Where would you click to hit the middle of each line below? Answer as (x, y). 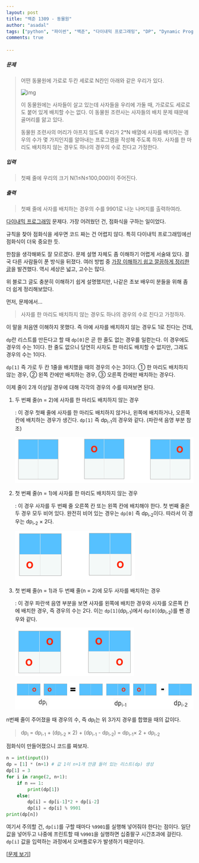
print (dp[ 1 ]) (44, 789)
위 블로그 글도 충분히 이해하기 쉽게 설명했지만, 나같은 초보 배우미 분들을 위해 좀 (97, 281)
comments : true (25, 38)
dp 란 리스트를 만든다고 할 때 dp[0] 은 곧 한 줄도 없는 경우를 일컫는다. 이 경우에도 (97, 340)
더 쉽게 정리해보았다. (30, 289)
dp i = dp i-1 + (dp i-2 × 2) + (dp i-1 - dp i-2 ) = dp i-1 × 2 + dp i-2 (90, 733)
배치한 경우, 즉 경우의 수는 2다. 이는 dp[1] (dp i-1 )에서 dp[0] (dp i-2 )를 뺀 (102, 611)
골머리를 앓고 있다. (42, 120)
